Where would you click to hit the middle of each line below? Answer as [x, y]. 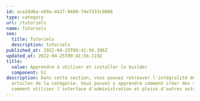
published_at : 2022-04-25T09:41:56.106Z [57, 50]
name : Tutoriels [26, 28]
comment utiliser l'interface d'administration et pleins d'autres [97, 89]
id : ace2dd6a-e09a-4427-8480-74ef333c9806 [60, 12]
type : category [25, 17]
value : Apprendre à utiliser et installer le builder [79, 67]
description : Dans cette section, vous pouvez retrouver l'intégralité [97, 78]
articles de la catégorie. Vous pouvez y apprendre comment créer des [101, 84]
